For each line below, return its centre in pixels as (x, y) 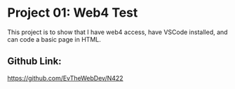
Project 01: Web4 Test (73, 13)
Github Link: (34, 62)
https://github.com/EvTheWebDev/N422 (66, 78)
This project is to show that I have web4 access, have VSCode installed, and (117, 32)
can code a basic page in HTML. (54, 39)
